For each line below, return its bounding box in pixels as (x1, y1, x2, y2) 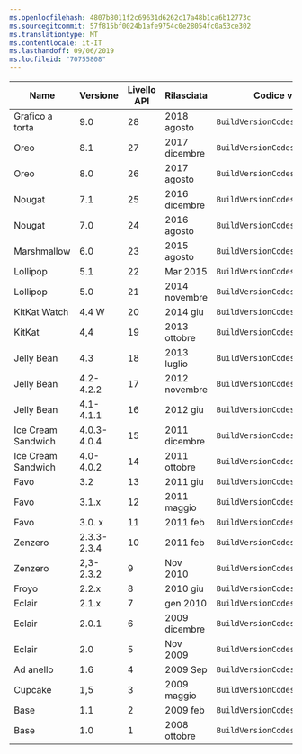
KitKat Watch (13, 306, 69, 318)
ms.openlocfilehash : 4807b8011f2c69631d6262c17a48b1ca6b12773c (9, 13, 252, 22)
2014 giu (164, 306, 204, 318)
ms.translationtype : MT (9, 30, 99, 39)
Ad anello (13, 663, 54, 676)
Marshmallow (13, 245, 71, 257)
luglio (164, 357, 189, 370)
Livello (127, 84, 156, 95)
